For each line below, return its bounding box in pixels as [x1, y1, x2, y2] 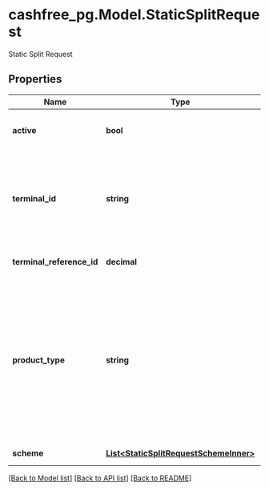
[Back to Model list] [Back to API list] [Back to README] [8, 473, 192, 483]
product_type [12, 354, 66, 366]
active [12, 124, 37, 136]
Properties [8, 72, 62, 86]
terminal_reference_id [12, 256, 98, 267]
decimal [105, 256, 138, 267]
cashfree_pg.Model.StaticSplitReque [8, 6, 260, 24]
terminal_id [12, 192, 56, 204]
